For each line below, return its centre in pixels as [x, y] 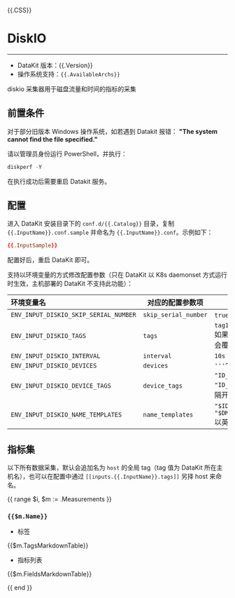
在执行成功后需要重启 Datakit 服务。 [59, 181]
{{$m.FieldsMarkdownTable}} [50, 574]
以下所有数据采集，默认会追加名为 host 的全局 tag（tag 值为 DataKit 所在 [112, 468]
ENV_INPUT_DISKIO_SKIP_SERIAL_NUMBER [73, 315]
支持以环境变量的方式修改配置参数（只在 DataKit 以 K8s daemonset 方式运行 [117, 275]
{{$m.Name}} [28, 517]
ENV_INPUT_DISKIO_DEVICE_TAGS [61, 386]
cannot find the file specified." [52, 139]
